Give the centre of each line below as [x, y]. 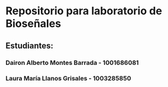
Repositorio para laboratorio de [84, 11]
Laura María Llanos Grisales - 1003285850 [68, 79]
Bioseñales [34, 24]
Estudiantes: [30, 46]
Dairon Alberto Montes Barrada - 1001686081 [72, 63]
